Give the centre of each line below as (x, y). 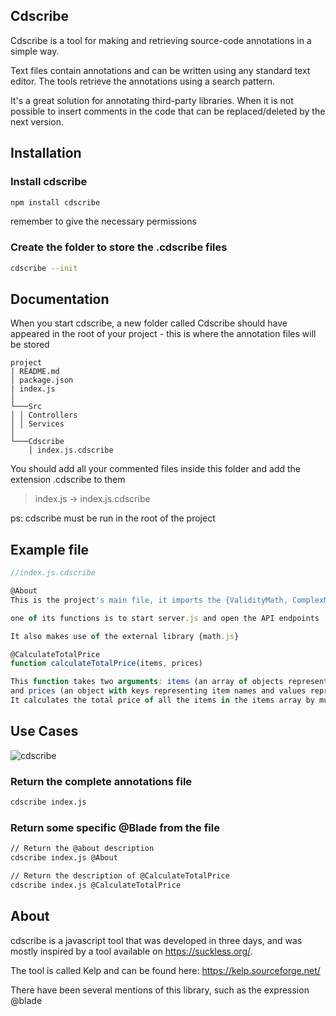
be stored (30, 345)
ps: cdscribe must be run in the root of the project (113, 518)
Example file (50, 549)
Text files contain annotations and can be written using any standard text (160, 70)
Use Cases (44, 731)
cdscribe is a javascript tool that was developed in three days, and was (156, 940)
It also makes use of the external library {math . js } (125, 636)
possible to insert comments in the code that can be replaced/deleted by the (168, 111)
